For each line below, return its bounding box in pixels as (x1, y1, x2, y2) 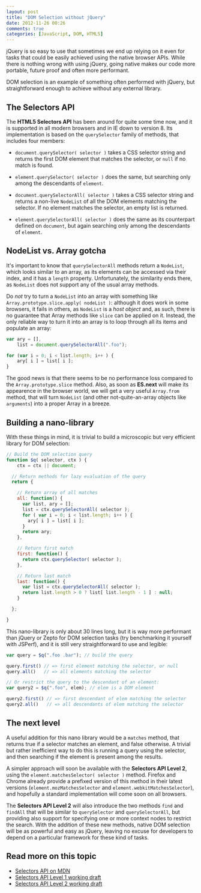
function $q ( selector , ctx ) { (6, 457, 87, 463)
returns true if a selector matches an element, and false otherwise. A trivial (6, 740, 191, 748)
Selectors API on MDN (14, 867, 71, 874)
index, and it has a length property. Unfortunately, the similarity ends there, (6, 274, 193, 282)
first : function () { (17, 551, 68, 557)
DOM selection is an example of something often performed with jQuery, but (6, 79, 195, 86)
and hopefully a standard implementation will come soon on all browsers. (6, 790, 187, 798)
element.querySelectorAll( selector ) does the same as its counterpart (14, 216, 195, 223)
